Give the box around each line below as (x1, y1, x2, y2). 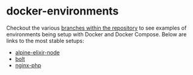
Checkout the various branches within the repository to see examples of (6, 24, 187, 31)
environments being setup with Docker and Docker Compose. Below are (6, 30, 187, 37)
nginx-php (15, 62, 41, 69)
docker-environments (6, 4, 119, 18)
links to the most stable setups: (6, 37, 84, 44)
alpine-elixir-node (15, 48, 60, 56)
